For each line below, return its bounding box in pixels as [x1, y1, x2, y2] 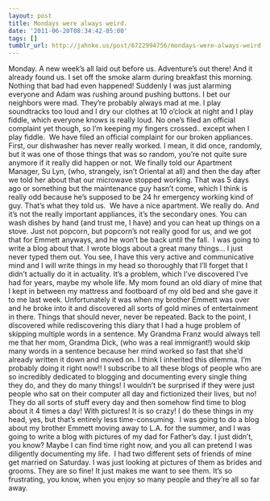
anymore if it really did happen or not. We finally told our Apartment [8, 158, 232, 168]
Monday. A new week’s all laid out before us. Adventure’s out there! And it [8, 64, 253, 73]
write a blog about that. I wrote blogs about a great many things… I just [8, 243, 243, 254]
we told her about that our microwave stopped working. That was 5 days [8, 175, 250, 185]
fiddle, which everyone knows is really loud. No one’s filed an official [8, 115, 236, 125]
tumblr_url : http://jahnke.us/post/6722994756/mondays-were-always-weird [8, 42, 262, 50]
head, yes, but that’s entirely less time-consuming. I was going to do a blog [8, 415, 260, 424]
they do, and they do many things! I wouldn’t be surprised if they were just [8, 380, 255, 391]
